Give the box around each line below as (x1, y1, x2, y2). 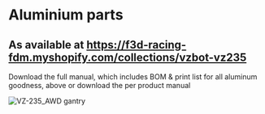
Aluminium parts (8, 6, 124, 24)
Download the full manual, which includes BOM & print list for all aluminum (8, 72, 258, 82)
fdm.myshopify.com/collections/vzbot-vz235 (8, 50, 247, 64)
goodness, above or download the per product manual (8, 81, 191, 90)
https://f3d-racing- (86, 38, 187, 52)
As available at (8, 38, 85, 52)
